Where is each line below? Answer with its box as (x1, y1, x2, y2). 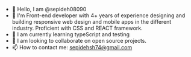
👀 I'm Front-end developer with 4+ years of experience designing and (11, 12, 186, 19)
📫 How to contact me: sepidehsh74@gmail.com (11, 44, 133, 50)
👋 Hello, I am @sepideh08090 (11, 6, 87, 12)
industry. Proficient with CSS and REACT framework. (11, 24, 143, 31)
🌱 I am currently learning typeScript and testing (11, 31, 130, 38)
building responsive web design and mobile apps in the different (11, 18, 172, 25)
